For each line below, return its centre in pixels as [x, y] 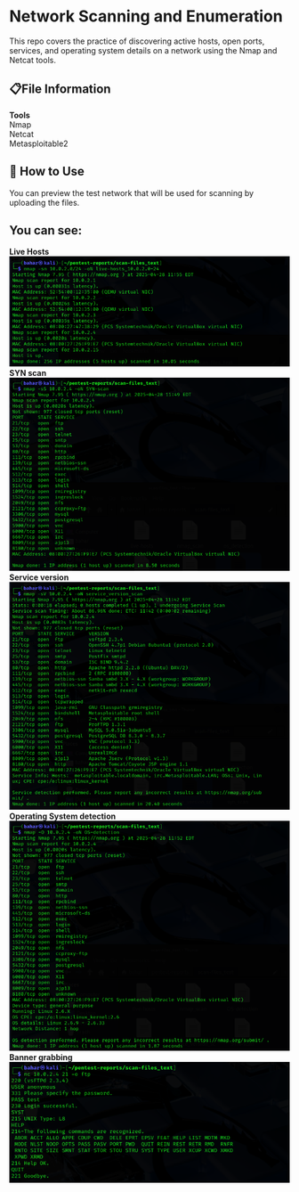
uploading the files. [44, 202]
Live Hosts [29, 252]
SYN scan [28, 372]
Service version [39, 577]
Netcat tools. [32, 60]
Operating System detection [63, 816]
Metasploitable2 [39, 143]
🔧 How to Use [47, 171]
